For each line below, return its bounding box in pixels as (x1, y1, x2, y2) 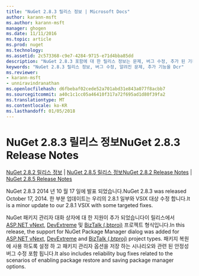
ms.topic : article (6, 36, 52, 42)
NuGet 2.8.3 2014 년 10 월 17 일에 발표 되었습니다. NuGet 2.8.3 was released (6, 188, 187, 195)
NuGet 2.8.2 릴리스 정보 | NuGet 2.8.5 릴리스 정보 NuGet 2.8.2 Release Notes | (6, 169, 192, 176)
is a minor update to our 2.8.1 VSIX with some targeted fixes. (6, 202, 153, 209)
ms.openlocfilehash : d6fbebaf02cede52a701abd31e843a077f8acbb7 (6, 86, 166, 92)
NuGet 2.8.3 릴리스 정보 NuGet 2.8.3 (6, 135, 181, 149)
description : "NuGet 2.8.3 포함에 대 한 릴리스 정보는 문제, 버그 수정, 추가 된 (6, 58, 185, 64)
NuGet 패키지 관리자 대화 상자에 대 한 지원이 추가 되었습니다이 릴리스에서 (6, 214, 175, 221)
